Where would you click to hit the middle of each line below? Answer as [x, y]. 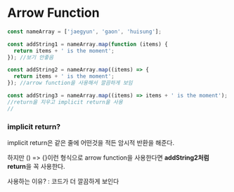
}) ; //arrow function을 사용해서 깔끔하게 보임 [70, 83]
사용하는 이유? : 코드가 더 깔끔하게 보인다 [63, 181]
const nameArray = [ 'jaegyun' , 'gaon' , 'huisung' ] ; [84, 32]
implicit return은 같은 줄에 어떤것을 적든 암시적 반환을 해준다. [91, 142]
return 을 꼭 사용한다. [36, 166]
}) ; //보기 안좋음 [31, 57]
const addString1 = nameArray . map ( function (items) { [88, 44]
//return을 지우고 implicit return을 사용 [65, 102]
